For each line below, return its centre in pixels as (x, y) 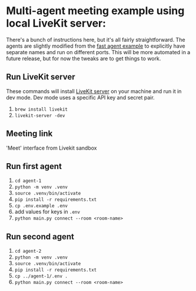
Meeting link (29, 134)
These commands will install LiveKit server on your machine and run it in (94, 91)
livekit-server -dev (40, 115)
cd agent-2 (28, 252)
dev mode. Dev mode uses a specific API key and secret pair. (80, 97)
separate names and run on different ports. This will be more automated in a (98, 52)
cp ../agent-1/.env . (41, 276)
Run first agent (34, 166)
